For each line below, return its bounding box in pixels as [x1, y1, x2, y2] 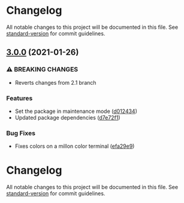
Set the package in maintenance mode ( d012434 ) [14, 108, 138, 115]
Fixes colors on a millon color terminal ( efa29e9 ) [14, 142, 135, 150]
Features [6, 94, 33, 102]
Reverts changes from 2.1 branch [14, 79, 97, 86]
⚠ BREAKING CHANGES [6, 65, 79, 74]
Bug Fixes [6, 129, 36, 137]
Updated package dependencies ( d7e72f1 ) [14, 114, 121, 121]
